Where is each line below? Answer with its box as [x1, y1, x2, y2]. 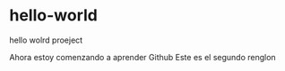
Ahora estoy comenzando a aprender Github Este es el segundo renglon [9, 51, 276, 62]
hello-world [9, 5, 99, 26]
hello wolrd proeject [9, 35, 83, 45]
